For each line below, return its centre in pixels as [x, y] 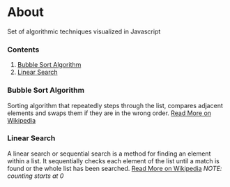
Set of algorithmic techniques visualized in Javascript [84, 31]
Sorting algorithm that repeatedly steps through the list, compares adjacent [115, 105]
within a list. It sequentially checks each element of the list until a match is [113, 160]
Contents [23, 50]
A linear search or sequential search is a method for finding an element [109, 154]
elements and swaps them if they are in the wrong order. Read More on [109, 113]
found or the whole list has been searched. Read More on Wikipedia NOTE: [115, 168]
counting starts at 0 [36, 176]
